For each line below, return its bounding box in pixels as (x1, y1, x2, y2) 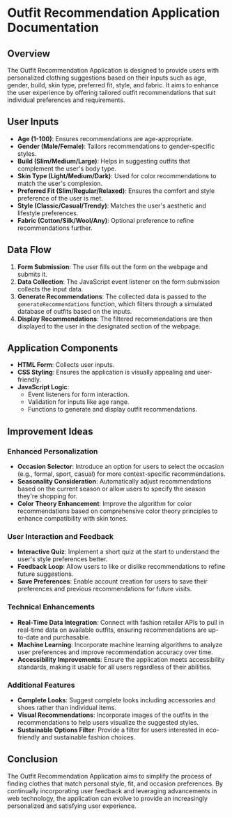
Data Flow (7, 244, 52, 256)
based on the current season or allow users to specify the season (17, 484, 206, 493)
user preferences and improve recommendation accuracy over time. (17, 648, 214, 656)
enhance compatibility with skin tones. (17, 514, 128, 523)
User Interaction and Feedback (7, 532, 114, 542)
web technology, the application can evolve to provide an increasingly (7, 794, 208, 802)
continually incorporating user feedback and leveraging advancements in (7, 786, 217, 795)
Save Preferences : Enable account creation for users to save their (17, 577, 208, 586)
